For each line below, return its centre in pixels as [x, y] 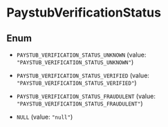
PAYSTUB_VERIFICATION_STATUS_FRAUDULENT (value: [86, 96]
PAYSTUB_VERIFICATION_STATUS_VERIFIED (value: [83, 75]
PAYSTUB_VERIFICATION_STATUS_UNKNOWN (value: [81, 55]
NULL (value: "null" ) [45, 117]
